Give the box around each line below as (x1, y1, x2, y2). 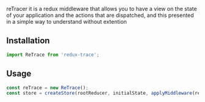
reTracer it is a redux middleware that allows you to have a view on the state (6, 5, 197, 12)
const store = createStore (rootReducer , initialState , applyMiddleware (6, 90, 192, 97)
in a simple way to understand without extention (6, 18, 127, 25)
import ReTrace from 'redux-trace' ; (6, 52, 99, 58)
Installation (6, 36, 50, 46)
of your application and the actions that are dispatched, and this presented (6, 12, 194, 19)
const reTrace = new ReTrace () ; (6, 84, 88, 90)
